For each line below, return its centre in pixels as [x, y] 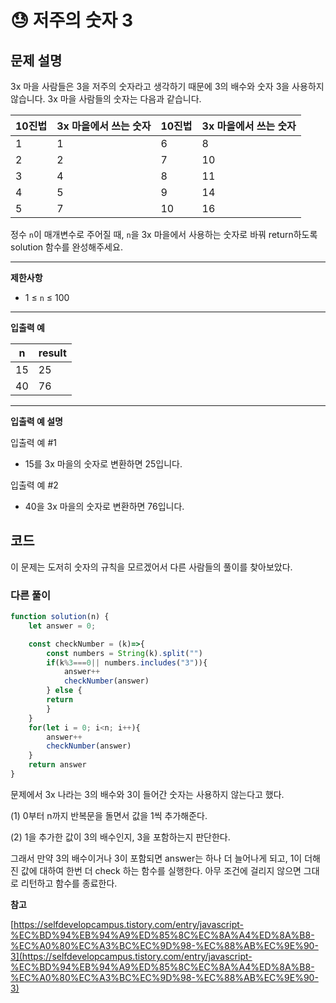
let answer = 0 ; [62, 626]
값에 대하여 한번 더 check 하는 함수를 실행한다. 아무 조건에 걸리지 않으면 [161, 870]
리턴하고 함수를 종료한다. [69, 883]
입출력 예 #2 [34, 485]
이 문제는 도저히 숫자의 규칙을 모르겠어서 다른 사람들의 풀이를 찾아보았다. [151, 567]
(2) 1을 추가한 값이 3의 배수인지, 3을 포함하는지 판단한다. [120, 837]
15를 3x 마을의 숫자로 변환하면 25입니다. [103, 464]
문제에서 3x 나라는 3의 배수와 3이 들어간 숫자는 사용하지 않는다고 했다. [147, 794]
